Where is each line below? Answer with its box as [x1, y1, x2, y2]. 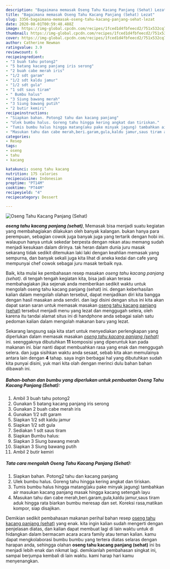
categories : [6, 134, 31, 139]
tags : [6, 143, 17, 149]
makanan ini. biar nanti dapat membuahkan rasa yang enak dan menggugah [6, 344, 163, 350]
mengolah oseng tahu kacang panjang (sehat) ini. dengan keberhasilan [6, 286, 153, 292]
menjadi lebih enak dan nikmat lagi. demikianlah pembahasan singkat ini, [6, 547, 157, 553]
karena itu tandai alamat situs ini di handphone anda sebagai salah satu [6, 313, 154, 319]
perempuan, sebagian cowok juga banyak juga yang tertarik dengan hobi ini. [6, 233, 165, 240]
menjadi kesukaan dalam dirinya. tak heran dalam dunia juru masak [6, 244, 145, 250]
